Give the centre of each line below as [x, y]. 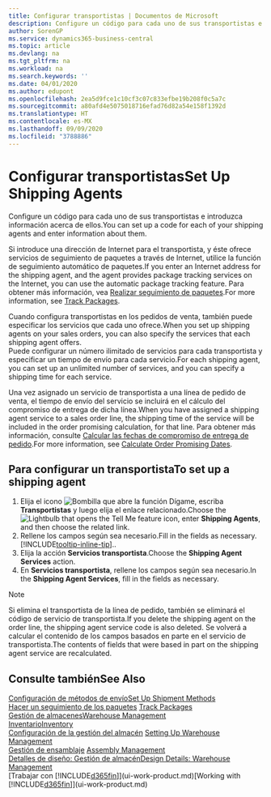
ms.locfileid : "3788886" [50, 136]
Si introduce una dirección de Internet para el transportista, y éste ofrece [130, 249]
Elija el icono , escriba [122, 501]
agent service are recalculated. [60, 654]
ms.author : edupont [41, 91]
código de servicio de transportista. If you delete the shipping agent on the [132, 619]
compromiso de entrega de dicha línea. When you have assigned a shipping [134, 409]
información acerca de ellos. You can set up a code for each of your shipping [136, 224]
